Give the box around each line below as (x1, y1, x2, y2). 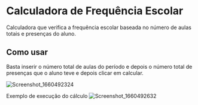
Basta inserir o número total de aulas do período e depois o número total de (6, 63, 193, 70)
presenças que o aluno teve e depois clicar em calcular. (6, 69, 144, 77)
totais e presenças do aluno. (6, 30, 77, 37)
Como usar (6, 47, 48, 58)
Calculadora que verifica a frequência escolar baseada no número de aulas (6, 24, 192, 31)
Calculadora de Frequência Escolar (6, 4, 184, 18)
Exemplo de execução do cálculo (6, 92, 88, 99)
